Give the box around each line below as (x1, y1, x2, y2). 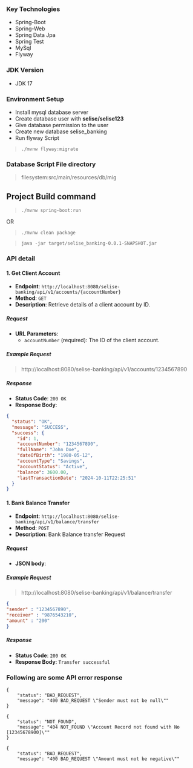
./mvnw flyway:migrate (21, 146, 79, 152)
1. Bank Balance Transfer (6, 499, 70, 506)
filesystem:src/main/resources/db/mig (21, 174, 117, 181)
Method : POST (15, 525, 50, 532)
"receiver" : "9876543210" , (6, 612, 77, 618)
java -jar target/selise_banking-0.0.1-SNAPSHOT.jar (21, 240, 157, 247)
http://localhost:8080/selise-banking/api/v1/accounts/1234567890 (21, 366, 188, 373)
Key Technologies (6, 5, 61, 13)
